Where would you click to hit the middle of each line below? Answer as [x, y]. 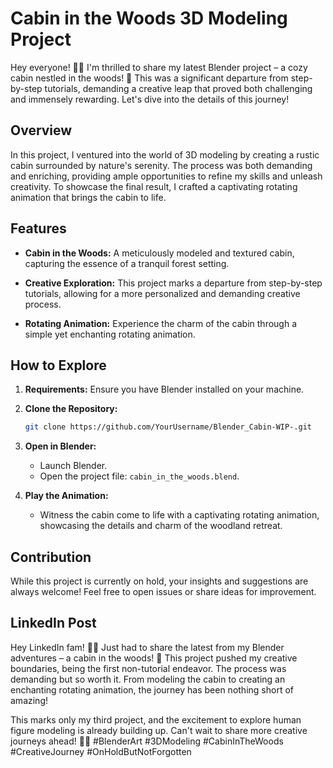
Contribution [51, 557]
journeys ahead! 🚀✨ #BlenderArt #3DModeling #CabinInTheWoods [147, 741]
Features [38, 228]
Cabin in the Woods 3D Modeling [149, 18]
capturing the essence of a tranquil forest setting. [127, 263]
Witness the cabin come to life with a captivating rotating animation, [179, 515]
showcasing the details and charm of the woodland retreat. [161, 526]
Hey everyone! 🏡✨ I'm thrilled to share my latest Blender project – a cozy [159, 67]
